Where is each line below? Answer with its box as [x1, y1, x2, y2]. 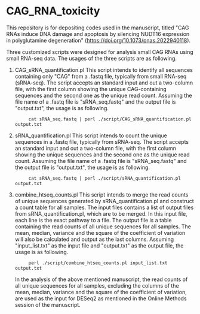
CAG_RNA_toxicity [6, 4, 100, 18]
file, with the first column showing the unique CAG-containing [14, 85, 167, 92]
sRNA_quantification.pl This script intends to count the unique [14, 132, 167, 139]
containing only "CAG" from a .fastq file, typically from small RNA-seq [14, 73, 187, 80]
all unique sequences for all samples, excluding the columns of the [14, 282, 179, 289]
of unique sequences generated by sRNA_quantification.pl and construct [14, 197, 194, 204]
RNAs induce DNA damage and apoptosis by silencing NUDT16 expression [6, 30, 190, 37]
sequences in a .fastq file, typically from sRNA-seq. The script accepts [14, 138, 189, 145]
